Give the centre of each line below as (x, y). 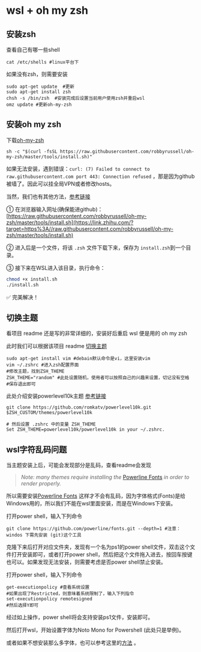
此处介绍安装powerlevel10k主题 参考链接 (56, 396)
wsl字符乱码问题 (37, 449)
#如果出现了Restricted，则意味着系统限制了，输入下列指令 (70, 594)
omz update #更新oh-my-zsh (39, 105)
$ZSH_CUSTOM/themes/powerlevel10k (49, 413)
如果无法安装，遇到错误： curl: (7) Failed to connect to (78, 168)
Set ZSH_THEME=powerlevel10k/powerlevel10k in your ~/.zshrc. (85, 430)
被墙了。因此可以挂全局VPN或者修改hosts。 (61, 183)
